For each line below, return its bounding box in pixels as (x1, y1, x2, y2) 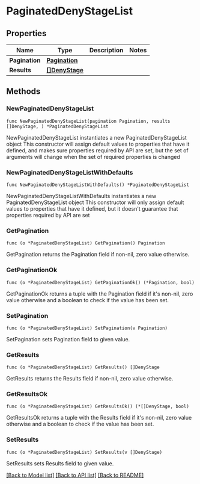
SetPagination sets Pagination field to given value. (6, 335, 130, 343)
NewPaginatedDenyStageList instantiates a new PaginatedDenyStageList (6, 134, 187, 141)
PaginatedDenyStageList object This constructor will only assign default (6, 199, 184, 206)
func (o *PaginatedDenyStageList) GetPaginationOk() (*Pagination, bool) (6, 279, 195, 285)
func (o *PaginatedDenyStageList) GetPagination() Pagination (6, 240, 165, 246)
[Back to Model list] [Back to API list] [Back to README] (6, 471, 144, 479)
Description (89, 46, 124, 54)
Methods (6, 86, 41, 97)
